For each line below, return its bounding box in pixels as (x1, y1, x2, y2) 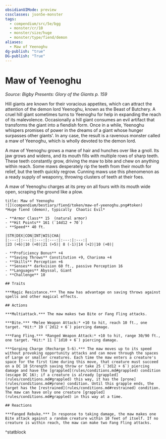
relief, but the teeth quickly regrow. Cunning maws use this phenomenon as (5, 169, 160, 175)
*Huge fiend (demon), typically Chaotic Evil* (5, 207, 106, 212)
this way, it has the (73, 377, 119, 382)
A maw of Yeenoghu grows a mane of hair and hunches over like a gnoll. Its (5, 148, 160, 154)
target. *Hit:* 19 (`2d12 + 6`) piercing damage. (5, 325, 110, 330)
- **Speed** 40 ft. (5, 225, 46, 230)
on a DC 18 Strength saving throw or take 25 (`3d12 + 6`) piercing (5, 364, 150, 369)
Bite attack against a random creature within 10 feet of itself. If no (5, 416, 159, 421)
